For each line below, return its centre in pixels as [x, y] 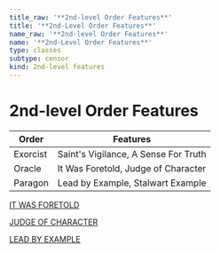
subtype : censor [39, 59]
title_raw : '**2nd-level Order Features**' [91, 17]
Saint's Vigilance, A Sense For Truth [132, 154]
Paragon [31, 183]
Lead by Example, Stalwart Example [132, 183]
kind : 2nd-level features [57, 67]
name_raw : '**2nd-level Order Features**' [89, 34]
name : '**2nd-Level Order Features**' [81, 42]
